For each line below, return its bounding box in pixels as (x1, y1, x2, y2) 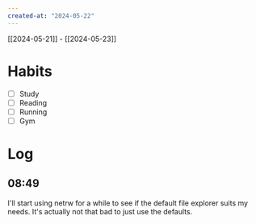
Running (19, 106, 48, 117)
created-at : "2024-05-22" (7, 11, 94, 20)
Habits (7, 62, 53, 81)
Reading (19, 97, 48, 107)
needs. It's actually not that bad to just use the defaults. (7, 206, 193, 216)
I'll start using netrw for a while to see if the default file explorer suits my (7, 198, 248, 208)
